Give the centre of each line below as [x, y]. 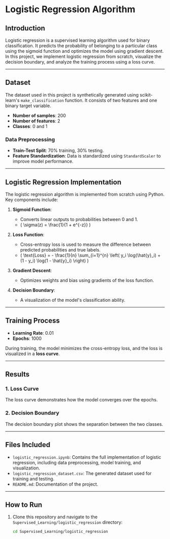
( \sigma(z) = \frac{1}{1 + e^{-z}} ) [55, 225]
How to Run [24, 505]
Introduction [25, 28]
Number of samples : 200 [39, 115]
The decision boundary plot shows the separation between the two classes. [84, 424]
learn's [12, 100]
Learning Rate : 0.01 [33, 333]
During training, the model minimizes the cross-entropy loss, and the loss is [84, 348]
